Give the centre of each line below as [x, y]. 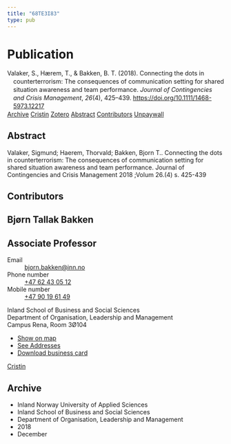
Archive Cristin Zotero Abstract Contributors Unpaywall [86, 114]
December [32, 434]
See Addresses [39, 346]
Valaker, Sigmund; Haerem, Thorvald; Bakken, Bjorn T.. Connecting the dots [115, 152]
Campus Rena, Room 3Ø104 [47, 325]
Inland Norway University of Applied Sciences [82, 405]
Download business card [52, 353]
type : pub [21, 20]
